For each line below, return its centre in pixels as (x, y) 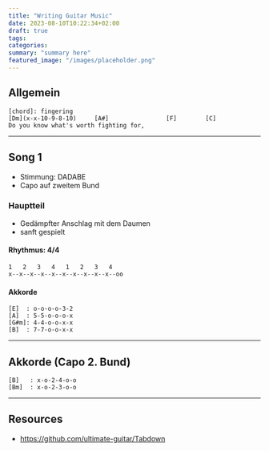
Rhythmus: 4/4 (34, 250)
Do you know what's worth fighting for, (77, 125)
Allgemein (34, 93)
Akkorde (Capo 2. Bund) (70, 362)
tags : (17, 38)
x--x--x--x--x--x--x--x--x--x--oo (66, 274)
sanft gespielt (42, 232)
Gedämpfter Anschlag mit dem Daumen (85, 223)
